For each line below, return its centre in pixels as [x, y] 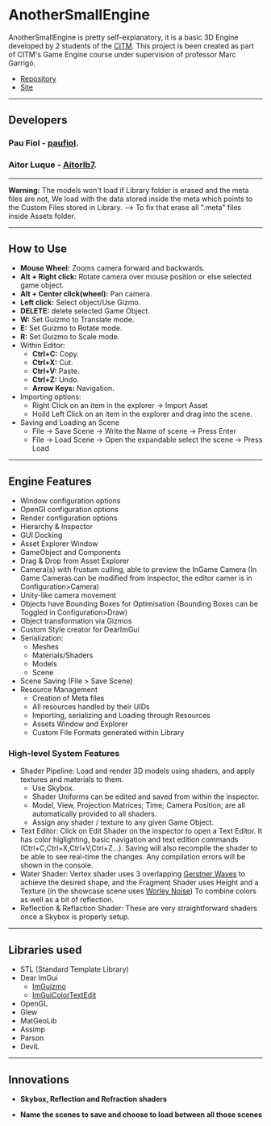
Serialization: [42, 638]
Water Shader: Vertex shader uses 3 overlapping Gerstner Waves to [133, 874]
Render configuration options [69, 518]
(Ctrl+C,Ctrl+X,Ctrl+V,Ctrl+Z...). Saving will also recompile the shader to [139, 848]
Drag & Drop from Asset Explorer [75, 561]
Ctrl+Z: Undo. [55, 380]
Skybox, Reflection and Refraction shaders [94, 1099]
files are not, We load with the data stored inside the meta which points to [131, 199]
